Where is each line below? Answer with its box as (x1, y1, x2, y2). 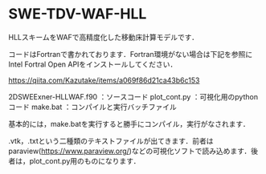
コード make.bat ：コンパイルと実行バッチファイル (8, 102, 177, 111)
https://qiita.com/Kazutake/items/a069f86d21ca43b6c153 (8, 75, 200, 85)
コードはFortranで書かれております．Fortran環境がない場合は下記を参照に (8, 49, 253, 59)
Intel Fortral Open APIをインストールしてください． (8, 59, 178, 69)
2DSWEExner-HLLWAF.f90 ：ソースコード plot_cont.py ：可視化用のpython (8, 91, 259, 101)
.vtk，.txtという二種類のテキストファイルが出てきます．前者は (8, 136, 215, 145)
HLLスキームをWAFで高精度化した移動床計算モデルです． (8, 32, 199, 42)
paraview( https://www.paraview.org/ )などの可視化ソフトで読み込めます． (8, 146, 252, 156)
